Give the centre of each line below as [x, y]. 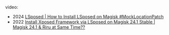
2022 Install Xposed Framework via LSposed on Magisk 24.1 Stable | [84, 22]
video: [12, 7]
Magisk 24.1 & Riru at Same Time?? [49, 27]
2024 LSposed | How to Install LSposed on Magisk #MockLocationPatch [88, 17]
